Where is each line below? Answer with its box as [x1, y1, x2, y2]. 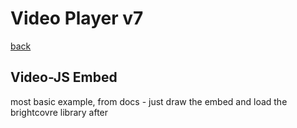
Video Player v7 [10, 7, 144, 30]
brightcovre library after [10, 106, 109, 118]
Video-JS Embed [10, 69, 118, 86]
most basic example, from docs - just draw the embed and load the [10, 95, 288, 107]
